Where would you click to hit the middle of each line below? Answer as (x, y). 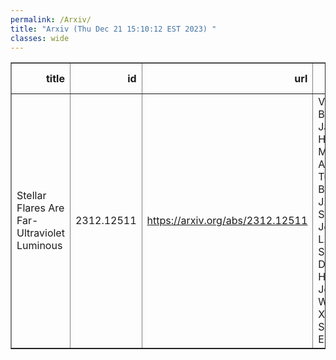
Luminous (39, 246)
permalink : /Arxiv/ (51, 19)
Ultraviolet (40, 233)
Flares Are (40, 208)
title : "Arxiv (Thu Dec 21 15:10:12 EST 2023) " (113, 29)
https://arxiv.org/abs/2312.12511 (227, 221)
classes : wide (40, 38)
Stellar (31, 196)
